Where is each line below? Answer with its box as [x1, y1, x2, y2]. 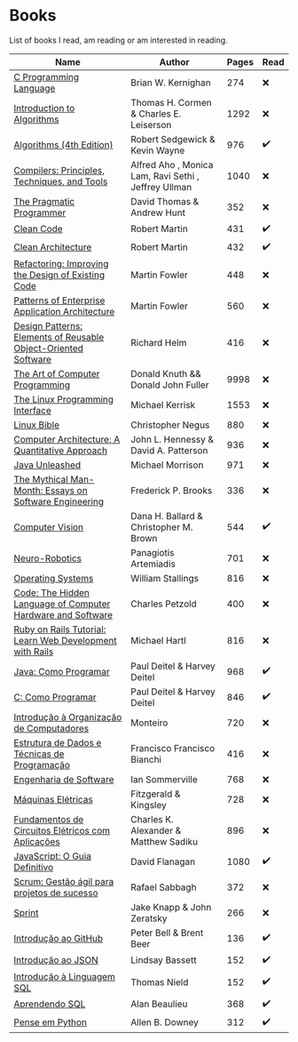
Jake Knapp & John [129, 901, 212, 913]
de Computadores [13, 722, 90, 734]
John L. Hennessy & [129, 433, 215, 445]
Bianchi [129, 753, 162, 765]
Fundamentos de [13, 813, 84, 825]
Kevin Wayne [129, 144, 185, 156]
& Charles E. [129, 108, 182, 120]
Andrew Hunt [129, 206, 186, 219]
